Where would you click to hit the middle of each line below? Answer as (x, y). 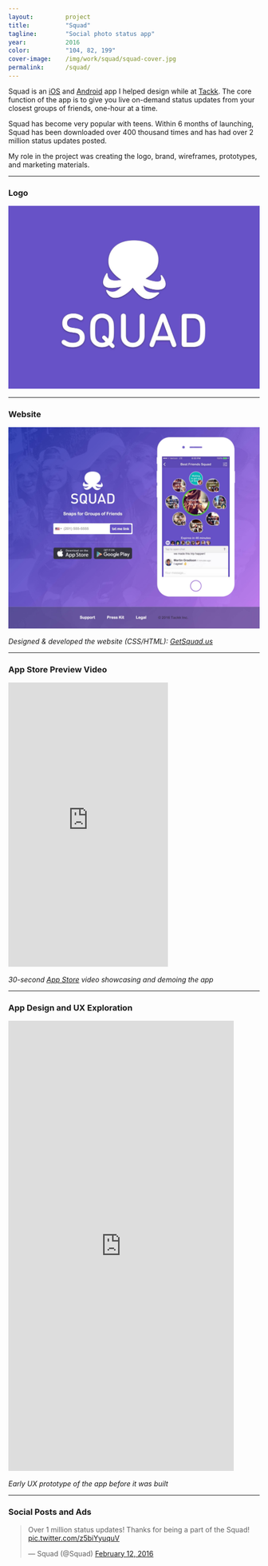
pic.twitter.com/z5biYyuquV (73, 1538)
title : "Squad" (49, 25)
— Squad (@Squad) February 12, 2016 (91, 1553)
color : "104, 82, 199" (62, 51)
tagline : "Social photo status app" (82, 34)
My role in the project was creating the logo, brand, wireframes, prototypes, (133, 156)
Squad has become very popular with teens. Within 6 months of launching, (131, 123)
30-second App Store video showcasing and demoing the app (111, 980)
